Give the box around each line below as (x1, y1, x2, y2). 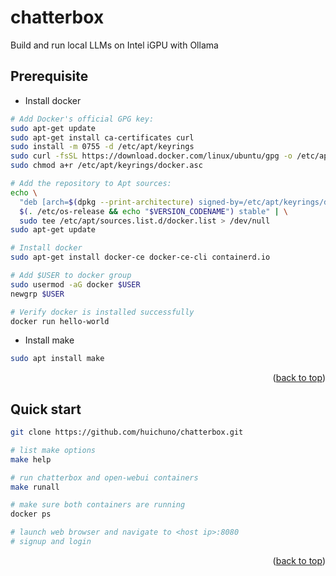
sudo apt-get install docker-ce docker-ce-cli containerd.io (10, 252, 271, 263)
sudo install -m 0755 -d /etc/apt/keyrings (10, 142, 195, 152)
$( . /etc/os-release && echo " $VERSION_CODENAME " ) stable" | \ (19, 206, 289, 216)
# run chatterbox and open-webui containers (10, 472, 199, 483)
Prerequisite (10, 68, 89, 85)
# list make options (10, 445, 97, 455)
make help (10, 454, 52, 465)
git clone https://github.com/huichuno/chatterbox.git (10, 427, 244, 438)
